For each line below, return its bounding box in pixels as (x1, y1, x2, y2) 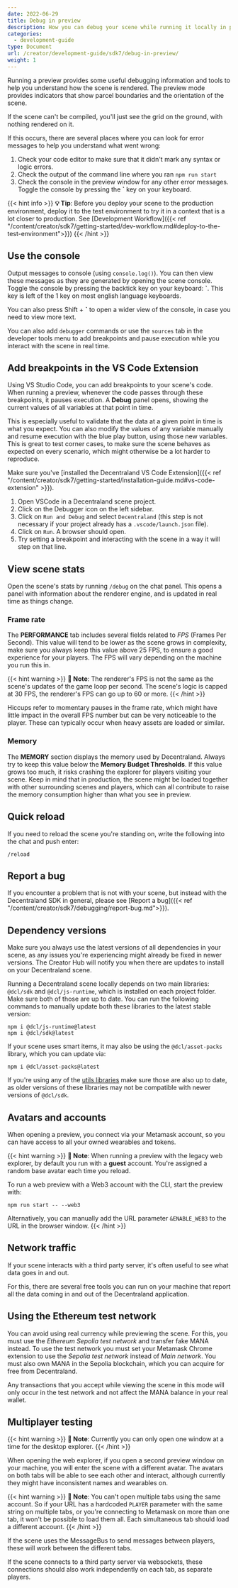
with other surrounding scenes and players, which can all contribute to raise (7, 782, 229, 791)
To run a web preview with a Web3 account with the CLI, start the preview (7, 1180, 223, 1189)
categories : (7, 30, 42, 38)
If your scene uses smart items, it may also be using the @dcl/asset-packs (7, 1042, 223, 1050)
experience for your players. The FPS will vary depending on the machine (7, 653, 222, 662)
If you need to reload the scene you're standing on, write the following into (7, 829, 225, 838)
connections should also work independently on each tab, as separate (7, 1565, 212, 1574)
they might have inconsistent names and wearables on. (7, 1479, 169, 1487)
